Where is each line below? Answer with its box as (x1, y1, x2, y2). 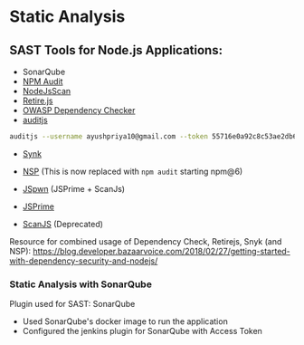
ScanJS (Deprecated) (22, 218, 104, 229)
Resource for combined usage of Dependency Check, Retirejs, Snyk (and (9, 235, 282, 246)
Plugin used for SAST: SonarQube (9, 299, 136, 310)
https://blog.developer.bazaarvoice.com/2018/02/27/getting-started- (33, 245, 291, 256)
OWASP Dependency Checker (22, 105, 136, 115)
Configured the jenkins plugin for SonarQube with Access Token (22, 326, 262, 337)
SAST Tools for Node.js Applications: (9, 43, 223, 58)
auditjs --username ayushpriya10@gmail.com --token (9, 132, 208, 141)
